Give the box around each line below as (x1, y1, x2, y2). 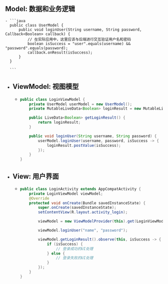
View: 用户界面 (12, 172, 59, 180)
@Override (29, 196, 49, 201)
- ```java (5, 18, 26, 24)
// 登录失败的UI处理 (55, 255, 93, 260)
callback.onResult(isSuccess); (27, 50, 93, 55)
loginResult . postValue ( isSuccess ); (46, 143, 121, 148)
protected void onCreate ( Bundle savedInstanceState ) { (29, 200, 146, 205)
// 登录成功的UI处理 (55, 246, 93, 251)
